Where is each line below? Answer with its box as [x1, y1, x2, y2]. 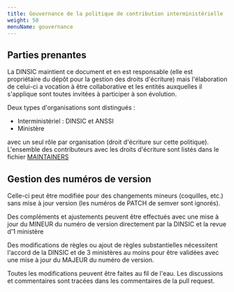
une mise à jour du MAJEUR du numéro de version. [7, 256, 155, 264]
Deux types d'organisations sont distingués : [7, 103, 136, 112]
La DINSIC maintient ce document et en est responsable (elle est [7, 68, 193, 76]
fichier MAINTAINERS [7, 153, 69, 161]
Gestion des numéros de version [7, 173, 152, 185]
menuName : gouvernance [7, 23, 73, 30]
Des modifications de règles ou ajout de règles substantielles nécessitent [7, 241, 218, 249]
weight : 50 [7, 17, 39, 24]
